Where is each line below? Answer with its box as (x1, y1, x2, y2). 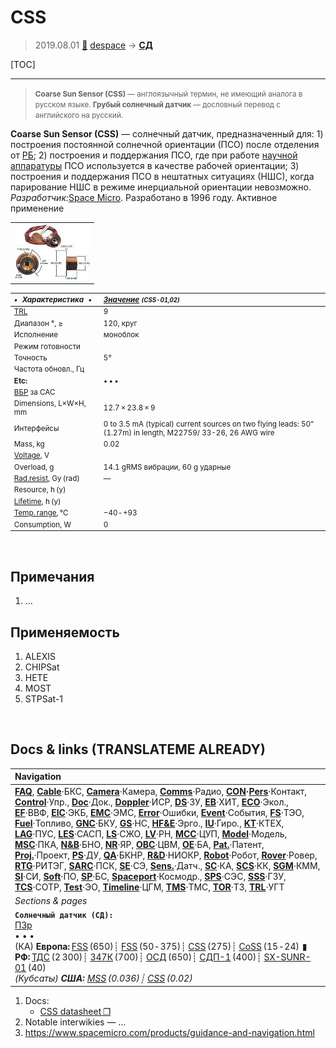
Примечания (10, 568, 95, 585)
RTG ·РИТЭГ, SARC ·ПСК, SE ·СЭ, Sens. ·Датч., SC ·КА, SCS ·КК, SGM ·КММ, (14, 859, 321, 871)
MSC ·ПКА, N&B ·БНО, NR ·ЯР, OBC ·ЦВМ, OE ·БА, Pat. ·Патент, (14, 838, 265, 850)
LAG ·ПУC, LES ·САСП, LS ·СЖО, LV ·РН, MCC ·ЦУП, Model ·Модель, (14, 827, 288, 840)
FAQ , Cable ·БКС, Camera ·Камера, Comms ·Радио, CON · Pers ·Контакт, (14, 785, 308, 797)
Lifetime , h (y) (13, 496, 62, 506)
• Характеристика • (13, 295, 92, 305)
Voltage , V (13, 451, 50, 461)
